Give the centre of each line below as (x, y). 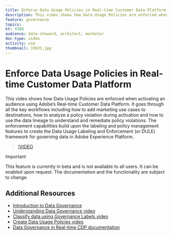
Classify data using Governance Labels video (60, 217)
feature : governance (27, 19)
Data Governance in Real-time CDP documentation (66, 227)
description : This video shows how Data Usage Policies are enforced (81, 15)
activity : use (20, 44)
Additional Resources (40, 193)
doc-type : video (23, 39)
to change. (17, 177)
